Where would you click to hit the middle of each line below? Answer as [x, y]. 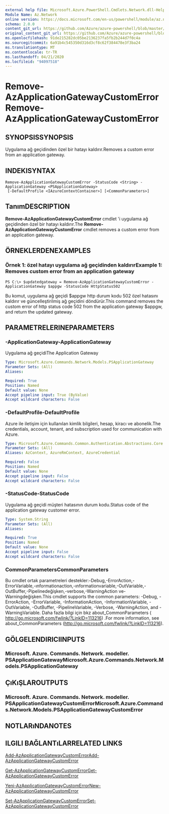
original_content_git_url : [33, 33]
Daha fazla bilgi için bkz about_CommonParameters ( [97, 613]
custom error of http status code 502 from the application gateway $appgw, [84, 307]
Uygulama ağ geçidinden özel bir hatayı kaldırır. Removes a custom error [80, 149]
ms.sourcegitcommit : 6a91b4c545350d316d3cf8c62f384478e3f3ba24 [73, 43]
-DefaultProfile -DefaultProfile [42, 413]
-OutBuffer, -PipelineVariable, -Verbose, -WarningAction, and [95, 607]
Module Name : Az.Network [31, 15]
